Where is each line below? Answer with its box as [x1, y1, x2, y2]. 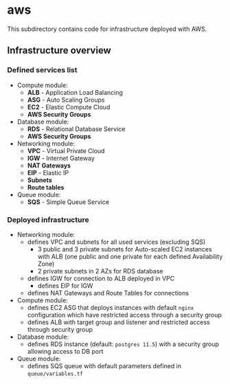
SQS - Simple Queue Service [27, 198, 110, 206]
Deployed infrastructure [7, 215, 89, 225]
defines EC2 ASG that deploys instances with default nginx [27, 303, 194, 311]
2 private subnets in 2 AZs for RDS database [37, 267, 163, 275]
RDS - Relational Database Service [27, 124, 126, 133]
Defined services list [7, 65, 78, 75]
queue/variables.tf [27, 370, 84, 377]
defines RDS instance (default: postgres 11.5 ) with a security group [27, 339, 220, 348]
